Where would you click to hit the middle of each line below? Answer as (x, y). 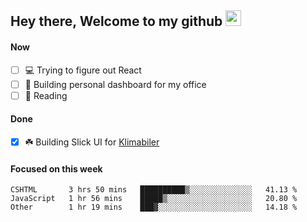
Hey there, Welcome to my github (116, 21)
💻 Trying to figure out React (83, 70)
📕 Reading (46, 95)
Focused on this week (56, 168)
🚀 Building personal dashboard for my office (115, 84)
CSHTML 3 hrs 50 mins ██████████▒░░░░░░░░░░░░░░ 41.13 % (154, 190)
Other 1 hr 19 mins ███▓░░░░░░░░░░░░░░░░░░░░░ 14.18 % (154, 207)
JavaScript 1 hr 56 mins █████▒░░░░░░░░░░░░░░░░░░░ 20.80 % (154, 199)
